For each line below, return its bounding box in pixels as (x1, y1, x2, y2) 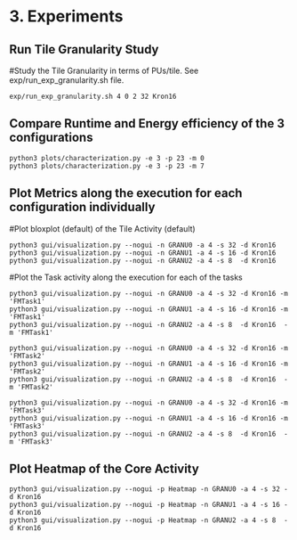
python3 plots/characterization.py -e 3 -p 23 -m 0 (9, 153, 205, 162)
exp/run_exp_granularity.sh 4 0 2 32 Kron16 (9, 92, 177, 101)
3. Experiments (9, 6, 124, 27)
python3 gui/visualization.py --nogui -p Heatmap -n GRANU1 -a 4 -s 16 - (9, 501, 289, 510)
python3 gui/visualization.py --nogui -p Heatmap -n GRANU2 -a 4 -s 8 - (9, 516, 289, 525)
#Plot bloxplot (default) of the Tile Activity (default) (9, 223, 196, 233)
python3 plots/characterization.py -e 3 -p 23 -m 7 (9, 161, 205, 170)
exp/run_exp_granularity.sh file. (9, 75, 124, 86)
